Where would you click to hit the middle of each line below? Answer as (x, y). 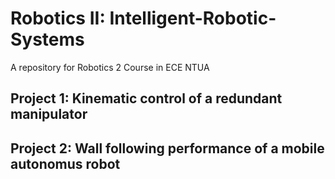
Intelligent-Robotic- (193, 18)
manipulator (49, 114)
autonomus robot (65, 163)
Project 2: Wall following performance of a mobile (167, 148)
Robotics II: (58, 18)
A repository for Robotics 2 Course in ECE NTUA (110, 67)
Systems (47, 39)
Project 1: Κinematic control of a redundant (146, 98)
